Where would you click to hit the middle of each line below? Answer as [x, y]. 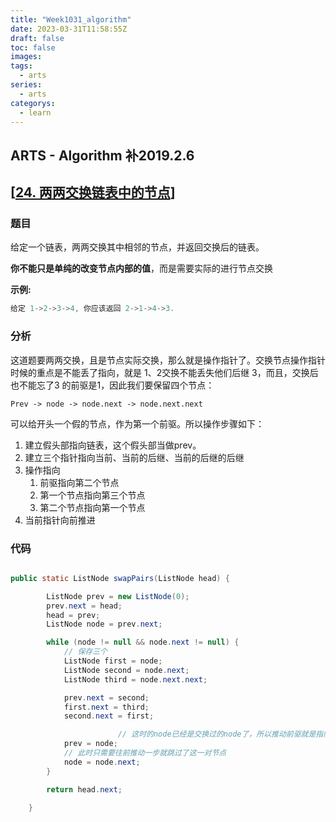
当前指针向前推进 [60, 520]
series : [26, 85]
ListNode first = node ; [113, 661]
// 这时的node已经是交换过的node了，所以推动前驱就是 [217, 734]
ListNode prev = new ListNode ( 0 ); [118, 596]
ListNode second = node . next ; [126, 670]
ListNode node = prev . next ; [104, 624]
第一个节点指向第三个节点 [92, 495]
